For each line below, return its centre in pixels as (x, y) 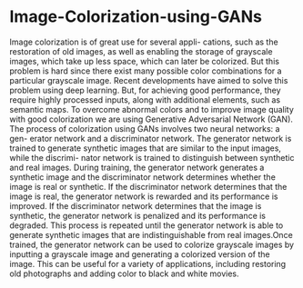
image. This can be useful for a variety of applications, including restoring (148, 263)
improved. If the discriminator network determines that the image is (136, 205)
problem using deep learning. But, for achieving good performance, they (145, 90)
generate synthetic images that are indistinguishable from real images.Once (151, 234)
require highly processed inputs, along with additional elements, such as (145, 99)
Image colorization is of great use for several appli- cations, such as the (144, 42)
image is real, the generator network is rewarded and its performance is (144, 196)
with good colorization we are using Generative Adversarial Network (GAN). (151, 119)
